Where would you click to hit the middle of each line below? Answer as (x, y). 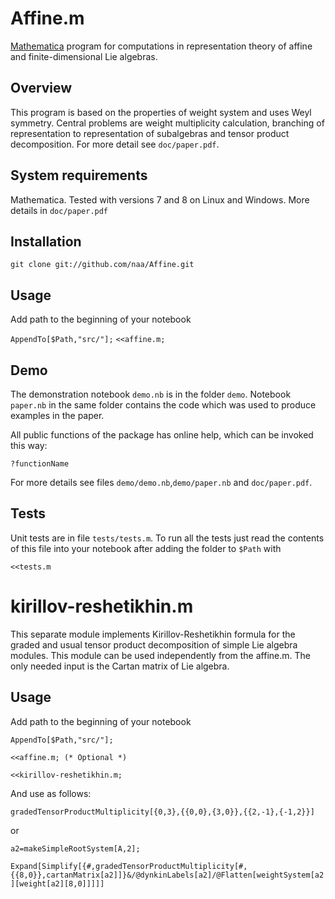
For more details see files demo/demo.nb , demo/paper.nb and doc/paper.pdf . (161, 482)
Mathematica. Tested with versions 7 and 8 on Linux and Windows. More (160, 199)
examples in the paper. (57, 415)
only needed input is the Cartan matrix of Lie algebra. (120, 666)
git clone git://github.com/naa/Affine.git (102, 265)
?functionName (40, 464)
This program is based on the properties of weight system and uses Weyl (161, 112)
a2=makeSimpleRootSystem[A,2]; (75, 848)
